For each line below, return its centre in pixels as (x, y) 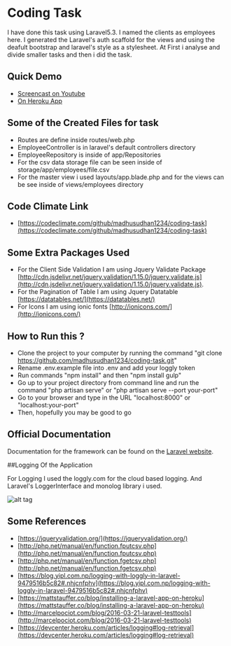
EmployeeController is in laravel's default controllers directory (106, 147)
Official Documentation (59, 434)
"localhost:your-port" (48, 405)
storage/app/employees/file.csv (63, 169)
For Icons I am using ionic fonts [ (64, 307)
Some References (47, 522)
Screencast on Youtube (51, 93)
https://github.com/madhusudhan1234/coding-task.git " (97, 360)
